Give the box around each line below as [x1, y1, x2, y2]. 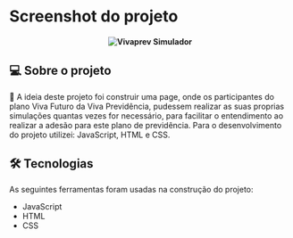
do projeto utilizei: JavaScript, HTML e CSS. [9, 129, 171, 140]
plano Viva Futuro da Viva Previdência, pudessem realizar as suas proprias [9, 101, 284, 111]
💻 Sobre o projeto [9, 63, 112, 78]
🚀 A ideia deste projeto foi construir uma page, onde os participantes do [9, 91, 275, 102]
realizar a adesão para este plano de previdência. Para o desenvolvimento [9, 119, 282, 130]
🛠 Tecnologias [9, 156, 94, 171]
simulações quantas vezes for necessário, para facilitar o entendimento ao [9, 110, 284, 121]
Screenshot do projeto [9, 6, 179, 27]
